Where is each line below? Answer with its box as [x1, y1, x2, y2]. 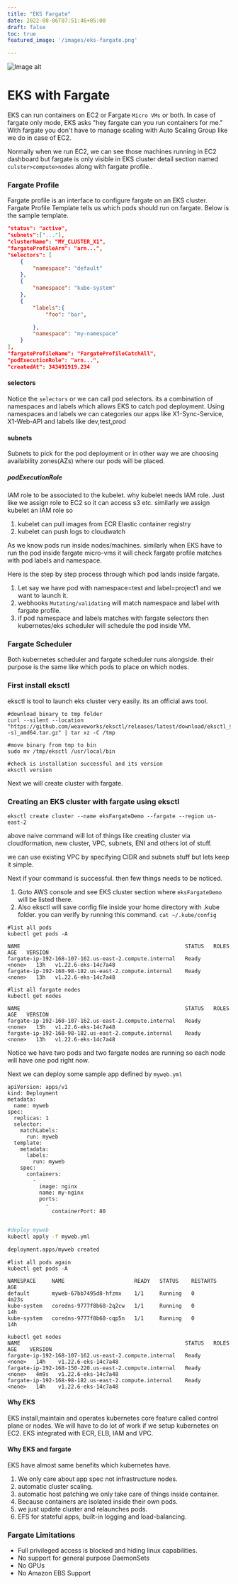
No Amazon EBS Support [17, 1569, 91, 1578]
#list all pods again [7, 1259, 72, 1266]
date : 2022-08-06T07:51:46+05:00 [7, 17, 106, 24]
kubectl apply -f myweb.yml [7, 1233, 91, 1240]
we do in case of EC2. [7, 134, 72, 142]
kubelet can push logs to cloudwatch [17, 527, 126, 536]
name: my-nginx [38, 1189, 84, 1196]
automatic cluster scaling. [17, 1482, 93, 1491]
